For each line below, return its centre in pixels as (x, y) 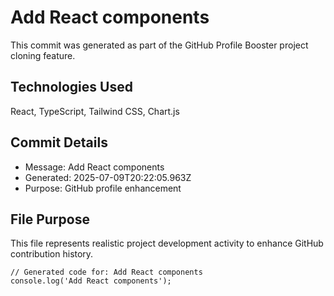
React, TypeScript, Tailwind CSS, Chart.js (95, 111)
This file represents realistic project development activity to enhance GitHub (167, 243)
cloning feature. (43, 55)
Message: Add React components (94, 167)
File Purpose (50, 219)
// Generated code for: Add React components (106, 272)
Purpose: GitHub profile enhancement (103, 188)
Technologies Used (71, 87)
